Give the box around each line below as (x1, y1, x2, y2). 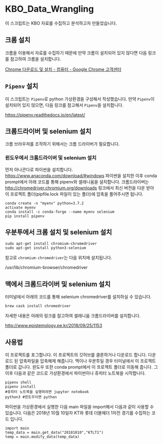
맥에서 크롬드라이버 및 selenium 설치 (5, 280, 111, 288)
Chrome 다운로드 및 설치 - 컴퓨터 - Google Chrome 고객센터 (5, 66, 122, 72)
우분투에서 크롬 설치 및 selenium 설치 (5, 228, 112, 237)
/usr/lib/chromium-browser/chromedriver (5, 265, 88, 270)
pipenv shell (5, 380, 32, 385)
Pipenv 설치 (5, 82, 39, 90)
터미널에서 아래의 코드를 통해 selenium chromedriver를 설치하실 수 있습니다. (5, 294, 152, 300)
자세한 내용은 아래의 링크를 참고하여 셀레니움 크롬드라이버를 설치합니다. (5, 313, 141, 319)
